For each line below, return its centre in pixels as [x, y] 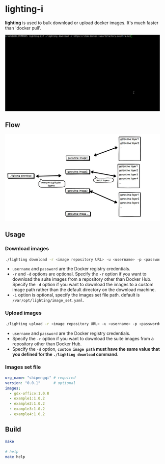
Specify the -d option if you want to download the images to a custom [83, 285]
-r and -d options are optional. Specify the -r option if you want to [79, 274]
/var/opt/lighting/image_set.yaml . [48, 300]
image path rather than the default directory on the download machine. [84, 290]
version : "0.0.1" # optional [41, 383]
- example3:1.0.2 [27, 409]
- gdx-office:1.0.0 [29, 393]
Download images [27, 249]
